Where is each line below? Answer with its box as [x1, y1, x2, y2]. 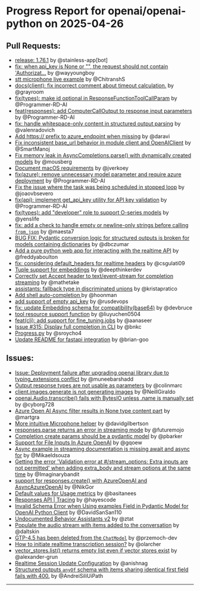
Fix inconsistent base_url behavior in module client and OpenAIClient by [14, 139, 192, 146]
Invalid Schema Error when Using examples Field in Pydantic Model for [14, 502, 189, 509]
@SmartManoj [14, 145, 51, 152]
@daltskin [14, 528, 40, 535]
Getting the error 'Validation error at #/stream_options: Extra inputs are [14, 458, 189, 465]
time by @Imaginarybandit [14, 470, 80, 477]
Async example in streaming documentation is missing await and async [14, 445, 190, 452]
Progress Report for [6, 4, 106, 18]
